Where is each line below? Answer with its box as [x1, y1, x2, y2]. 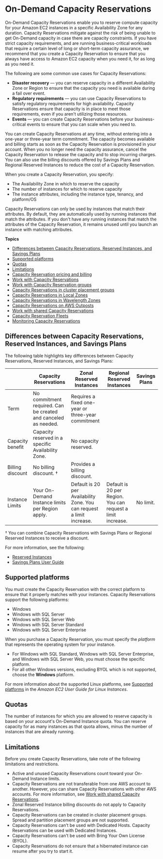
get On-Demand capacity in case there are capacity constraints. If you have [5, 35, 157, 41]
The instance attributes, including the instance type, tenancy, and [12, 191, 143, 197]
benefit [7, 443, 24, 450]
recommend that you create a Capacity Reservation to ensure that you [5, 50, 146, 57]
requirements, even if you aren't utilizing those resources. [12, 111, 128, 117]
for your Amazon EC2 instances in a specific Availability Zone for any [5, 24, 143, 30]
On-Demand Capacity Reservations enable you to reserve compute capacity [5, 20, 158, 25]
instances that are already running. [5, 729, 75, 735]
